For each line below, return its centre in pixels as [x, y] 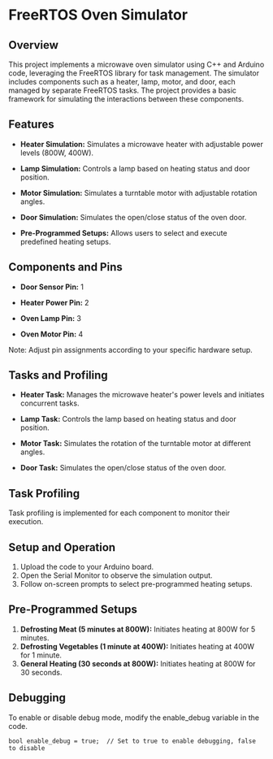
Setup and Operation [62, 547]
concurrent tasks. [50, 403]
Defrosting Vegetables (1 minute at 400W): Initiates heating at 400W [137, 646]
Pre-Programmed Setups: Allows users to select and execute [123, 232]
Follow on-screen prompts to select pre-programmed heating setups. [136, 584]
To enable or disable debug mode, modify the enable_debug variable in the [134, 718]
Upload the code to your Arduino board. [87, 567]
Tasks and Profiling [58, 375]
